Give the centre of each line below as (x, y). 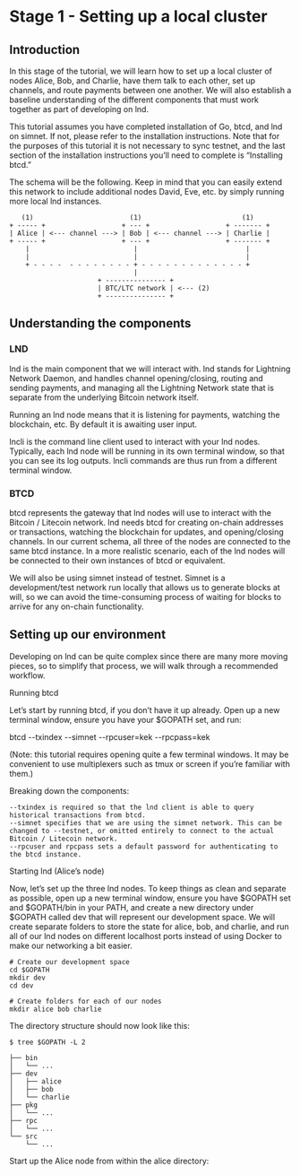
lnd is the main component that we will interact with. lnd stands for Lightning (150, 369)
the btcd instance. (46, 854)
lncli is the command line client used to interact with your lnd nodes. (135, 441)
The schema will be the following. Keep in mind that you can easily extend (146, 182)
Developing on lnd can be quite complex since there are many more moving (149, 656)
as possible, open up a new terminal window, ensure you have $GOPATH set (150, 898)
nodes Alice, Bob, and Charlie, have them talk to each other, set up (133, 81)
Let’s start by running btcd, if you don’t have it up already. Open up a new (145, 709)
